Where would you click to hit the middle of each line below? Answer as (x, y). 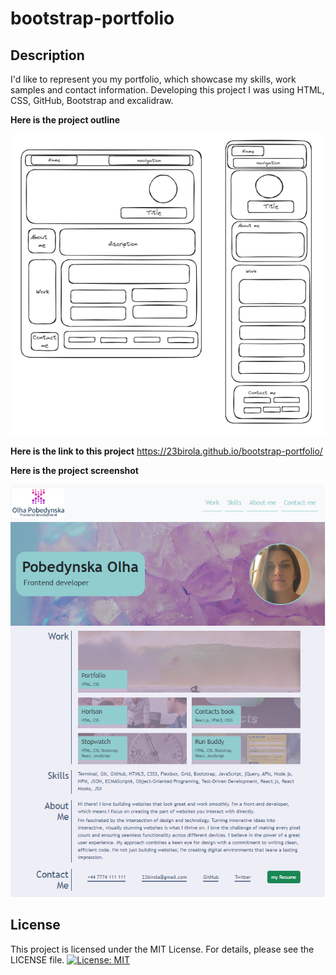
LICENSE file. (37, 959)
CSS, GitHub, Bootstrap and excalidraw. (92, 100)
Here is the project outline (65, 120)
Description (47, 55)
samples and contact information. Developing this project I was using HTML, (167, 90)
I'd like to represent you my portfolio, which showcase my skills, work (153, 79)
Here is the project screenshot (74, 471)
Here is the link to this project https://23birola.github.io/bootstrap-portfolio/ (166, 451)
